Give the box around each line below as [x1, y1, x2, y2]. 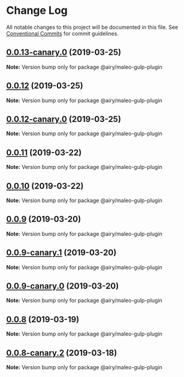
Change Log [6, 4, 68, 17]
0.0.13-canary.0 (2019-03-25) [6, 48, 122, 58]
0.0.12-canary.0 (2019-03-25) [6, 114, 122, 124]
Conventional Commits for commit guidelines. [6, 29, 119, 37]
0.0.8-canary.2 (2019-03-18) [6, 348, 117, 358]
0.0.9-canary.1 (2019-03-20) [6, 248, 117, 258]
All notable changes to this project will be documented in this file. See [6, 23, 179, 31]
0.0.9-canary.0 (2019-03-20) [6, 281, 119, 292]
